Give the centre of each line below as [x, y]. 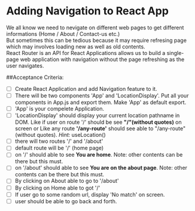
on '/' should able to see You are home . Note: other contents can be [99, 155]
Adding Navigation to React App [88, 11]
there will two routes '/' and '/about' [59, 141]
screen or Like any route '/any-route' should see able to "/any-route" [100, 129]
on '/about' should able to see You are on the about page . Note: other [101, 168]
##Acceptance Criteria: [35, 77]
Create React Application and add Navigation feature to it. [86, 88]
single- [175, 53]
